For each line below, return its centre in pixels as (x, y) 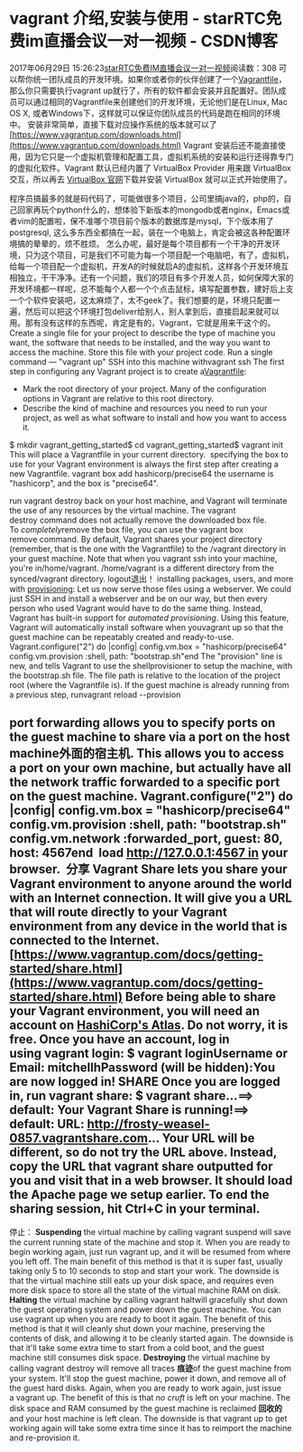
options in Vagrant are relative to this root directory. (118, 398)
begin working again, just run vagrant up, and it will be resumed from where (150, 1251)
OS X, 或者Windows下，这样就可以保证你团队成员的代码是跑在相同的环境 (145, 113)
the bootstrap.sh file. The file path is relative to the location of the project (145, 675)
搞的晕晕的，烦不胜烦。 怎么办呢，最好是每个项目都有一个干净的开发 (144, 243)
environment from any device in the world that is (148, 926)
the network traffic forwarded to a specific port (145, 783)
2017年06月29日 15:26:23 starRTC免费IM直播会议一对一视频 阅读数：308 (143, 68)
